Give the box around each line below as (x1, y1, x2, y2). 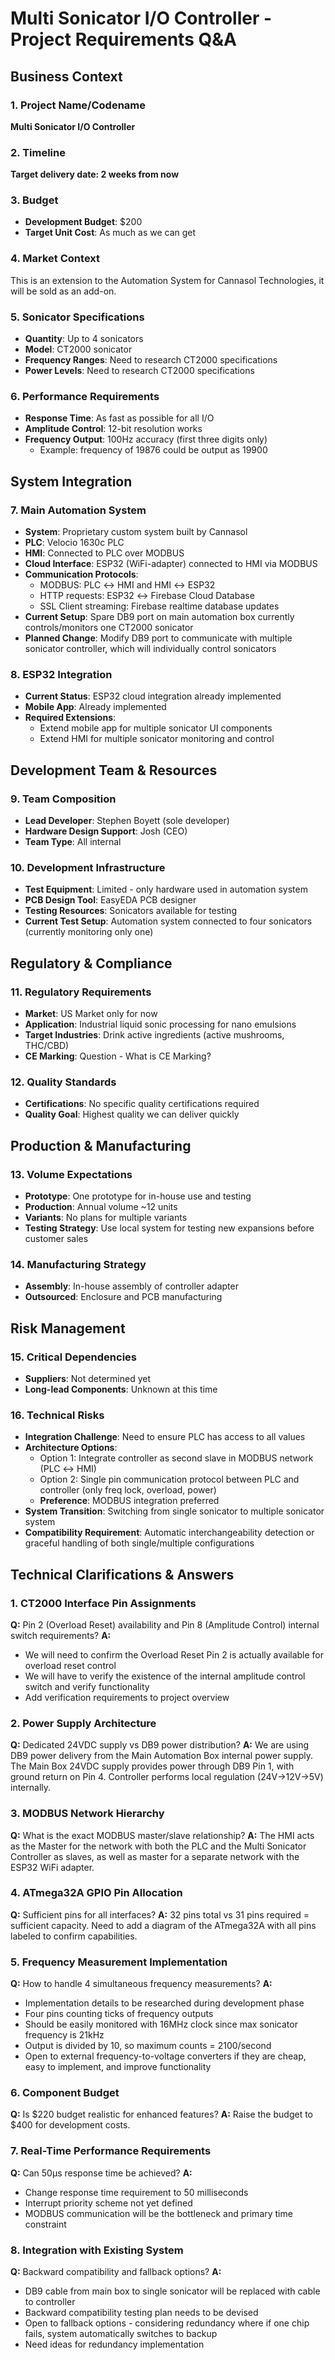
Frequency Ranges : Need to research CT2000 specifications (24, 354, 278, 366)
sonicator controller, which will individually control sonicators (24, 643, 277, 655)
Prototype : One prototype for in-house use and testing (24, 1190, 252, 1202)
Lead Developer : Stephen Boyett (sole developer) (24, 815, 230, 827)
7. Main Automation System (10, 503, 147, 517)
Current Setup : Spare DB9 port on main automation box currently (24, 611, 295, 623)
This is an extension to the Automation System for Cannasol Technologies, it (10, 274, 325, 286)
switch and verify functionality (24, 1680, 150, 1692)
